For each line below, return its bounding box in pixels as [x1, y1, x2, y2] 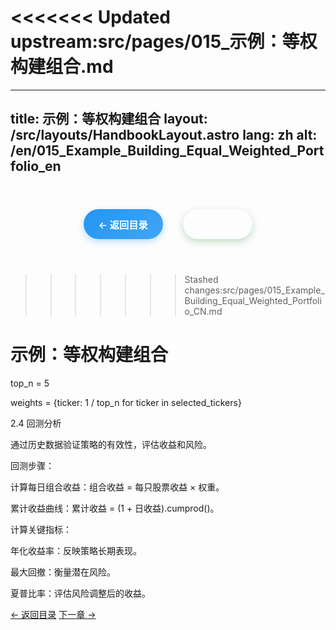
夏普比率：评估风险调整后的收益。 [10, 587, 151, 599]
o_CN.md [184, 305, 223, 317]
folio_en [10, 158, 62, 175]
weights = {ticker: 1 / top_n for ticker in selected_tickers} [10, 396, 242, 408]
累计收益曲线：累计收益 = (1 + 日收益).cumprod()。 [10, 502, 220, 514]
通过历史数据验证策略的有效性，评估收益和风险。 [10, 438, 212, 450]
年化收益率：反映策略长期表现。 [10, 544, 142, 556]
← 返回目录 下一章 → [10, 608, 97, 620]
